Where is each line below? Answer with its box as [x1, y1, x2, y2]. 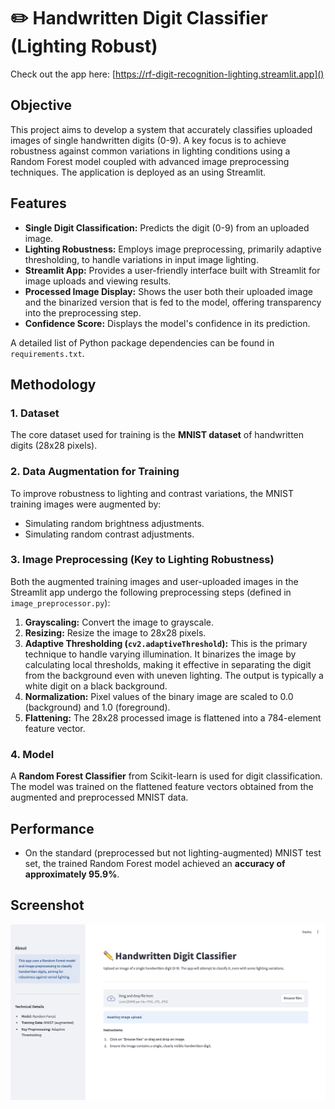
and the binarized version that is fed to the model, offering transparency [24, 296, 322, 308]
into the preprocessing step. [24, 306, 142, 319]
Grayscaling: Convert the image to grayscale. [24, 616, 214, 628]
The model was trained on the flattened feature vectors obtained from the [10, 781, 314, 793]
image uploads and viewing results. [24, 275, 172, 287]
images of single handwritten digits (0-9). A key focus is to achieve [10, 134, 287, 146]
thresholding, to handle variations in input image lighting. [24, 253, 259, 265]
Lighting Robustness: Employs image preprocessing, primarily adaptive [24, 243, 322, 255]
